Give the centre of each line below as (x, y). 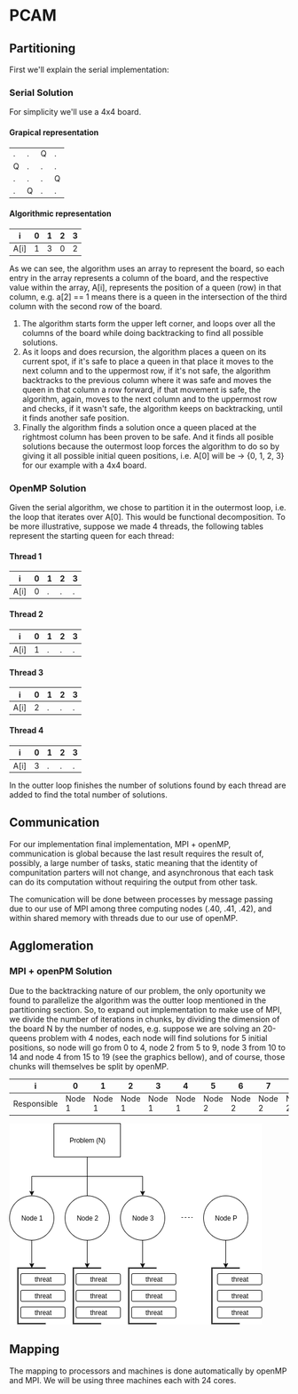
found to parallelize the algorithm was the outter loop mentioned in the (138, 1000)
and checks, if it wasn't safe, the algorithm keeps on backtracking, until (153, 408)
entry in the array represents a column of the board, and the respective (139, 277)
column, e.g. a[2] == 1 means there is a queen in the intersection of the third (148, 296)
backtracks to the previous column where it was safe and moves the (147, 380)
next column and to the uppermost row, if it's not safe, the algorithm (146, 371)
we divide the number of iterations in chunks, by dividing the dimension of (145, 1019)
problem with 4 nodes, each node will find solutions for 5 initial (153, 1037)
